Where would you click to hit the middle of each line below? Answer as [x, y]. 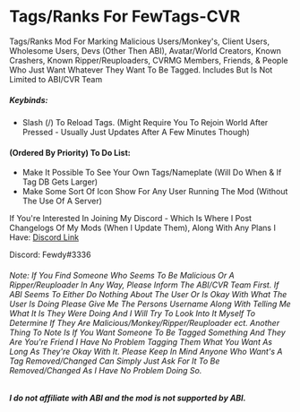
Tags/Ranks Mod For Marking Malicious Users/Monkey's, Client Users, [140, 41]
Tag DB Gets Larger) [60, 182]
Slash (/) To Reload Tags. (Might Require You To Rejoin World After [145, 122]
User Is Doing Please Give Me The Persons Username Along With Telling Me [150, 304]
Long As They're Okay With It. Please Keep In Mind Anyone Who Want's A [146, 351]
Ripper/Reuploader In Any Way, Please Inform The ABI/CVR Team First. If [144, 285]
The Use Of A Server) [62, 201]
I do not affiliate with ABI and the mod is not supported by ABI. [128, 398]
